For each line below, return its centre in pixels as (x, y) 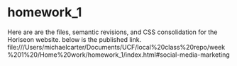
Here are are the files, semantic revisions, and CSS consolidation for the (112, 32)
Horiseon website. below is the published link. (75, 39)
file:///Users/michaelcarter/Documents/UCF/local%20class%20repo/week (116, 47)
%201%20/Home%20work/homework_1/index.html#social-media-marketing (119, 55)
